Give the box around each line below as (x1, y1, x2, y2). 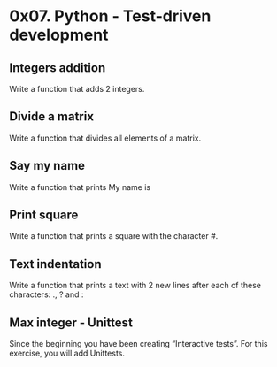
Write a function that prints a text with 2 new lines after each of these (9, 280, 262, 291)
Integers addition (9, 60, 106, 75)
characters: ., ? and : (9, 289, 84, 300)
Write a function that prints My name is (9, 181, 151, 192)
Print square (9, 208, 79, 223)
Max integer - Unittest (9, 315, 133, 330)
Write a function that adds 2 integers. (9, 84, 145, 94)
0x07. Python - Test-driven (9, 6, 212, 27)
